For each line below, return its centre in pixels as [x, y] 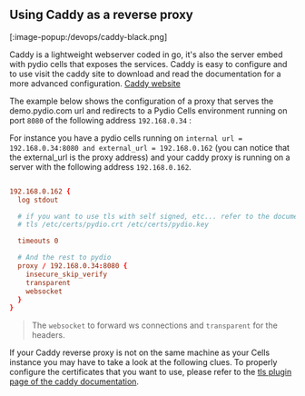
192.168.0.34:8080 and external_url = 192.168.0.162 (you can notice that [150, 147]
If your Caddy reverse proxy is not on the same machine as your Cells [140, 352]
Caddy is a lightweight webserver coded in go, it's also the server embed [146, 54]
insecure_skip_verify [66, 274]
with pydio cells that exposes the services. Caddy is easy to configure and [148, 64]
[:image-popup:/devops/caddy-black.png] [89, 36]
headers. [48, 335]
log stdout [38, 200]
